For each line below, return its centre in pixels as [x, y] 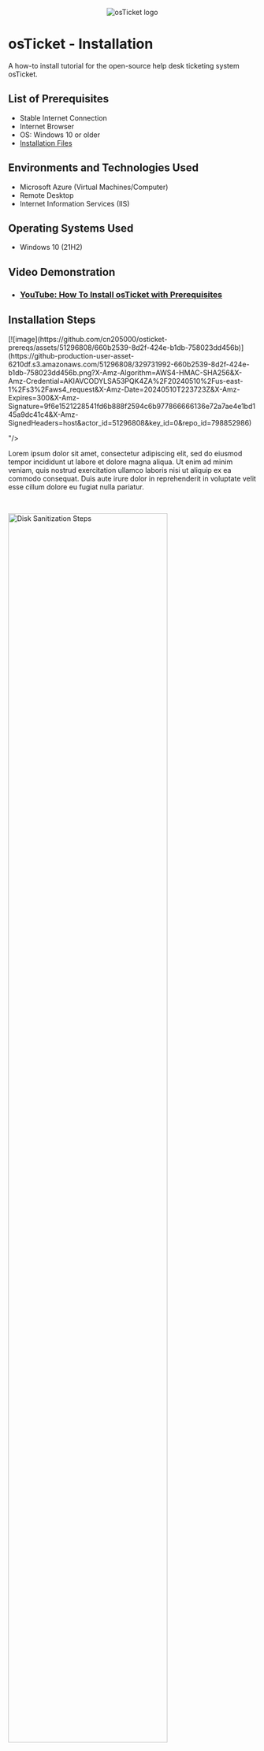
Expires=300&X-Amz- [44, 397]
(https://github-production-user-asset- [71, 355]
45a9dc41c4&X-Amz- [43, 415]
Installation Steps [52, 320]
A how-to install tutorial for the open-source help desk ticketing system [124, 65]
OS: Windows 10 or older [60, 135]
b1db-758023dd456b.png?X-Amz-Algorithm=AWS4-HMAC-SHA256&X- [125, 372]
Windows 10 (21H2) [51, 247]
